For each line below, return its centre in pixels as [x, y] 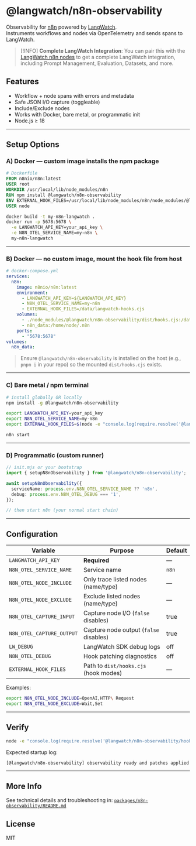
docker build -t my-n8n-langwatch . [50, 217]
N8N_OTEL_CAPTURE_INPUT [42, 617]
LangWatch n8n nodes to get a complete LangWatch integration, [98, 57]
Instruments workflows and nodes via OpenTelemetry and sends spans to [94, 33]
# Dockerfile [22, 173]
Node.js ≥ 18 [29, 121]
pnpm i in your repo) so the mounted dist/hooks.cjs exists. [91, 365]
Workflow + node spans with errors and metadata [74, 95]
